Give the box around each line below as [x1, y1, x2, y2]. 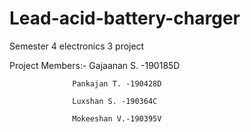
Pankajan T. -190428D [72, 78, 162, 89]
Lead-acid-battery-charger [9, 7, 241, 30]
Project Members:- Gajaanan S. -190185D [9, 59, 181, 71]
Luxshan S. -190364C [72, 96, 158, 106]
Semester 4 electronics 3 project [9, 40, 145, 52]
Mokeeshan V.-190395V [72, 113, 162, 124]
